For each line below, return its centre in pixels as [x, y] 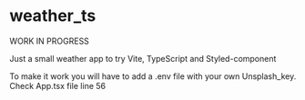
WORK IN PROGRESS [49, 41]
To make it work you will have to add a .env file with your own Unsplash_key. [153, 76]
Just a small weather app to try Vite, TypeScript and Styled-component [143, 58]
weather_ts [53, 16]
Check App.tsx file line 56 [58, 85]
